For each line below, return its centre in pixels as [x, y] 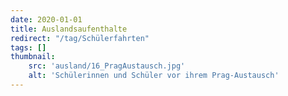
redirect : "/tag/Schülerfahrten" [80, 38]
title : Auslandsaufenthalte [69, 29]
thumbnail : [33, 57]
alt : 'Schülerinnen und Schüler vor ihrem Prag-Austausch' [154, 76]
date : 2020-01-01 [46, 19]
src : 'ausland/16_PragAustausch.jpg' [107, 66]
